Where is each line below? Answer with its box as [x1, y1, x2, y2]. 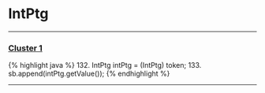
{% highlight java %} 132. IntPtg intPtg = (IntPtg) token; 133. [8, 61, 202, 70]
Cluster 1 [8, 43, 43, 54]
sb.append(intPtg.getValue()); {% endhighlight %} [8, 69, 170, 79]
